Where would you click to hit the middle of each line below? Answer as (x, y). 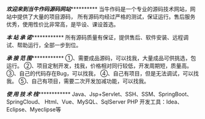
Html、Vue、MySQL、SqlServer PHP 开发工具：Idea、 (114, 102)
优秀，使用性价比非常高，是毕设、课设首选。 (63, 24)
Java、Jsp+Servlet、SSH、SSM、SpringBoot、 (132, 94)
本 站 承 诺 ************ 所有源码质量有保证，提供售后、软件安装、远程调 (98, 37)
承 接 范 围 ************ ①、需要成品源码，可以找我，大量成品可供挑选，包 (101, 58)
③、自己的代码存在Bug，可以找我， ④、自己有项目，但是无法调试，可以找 (102, 73)
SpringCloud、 (25, 102)
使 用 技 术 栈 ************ (39, 94)
